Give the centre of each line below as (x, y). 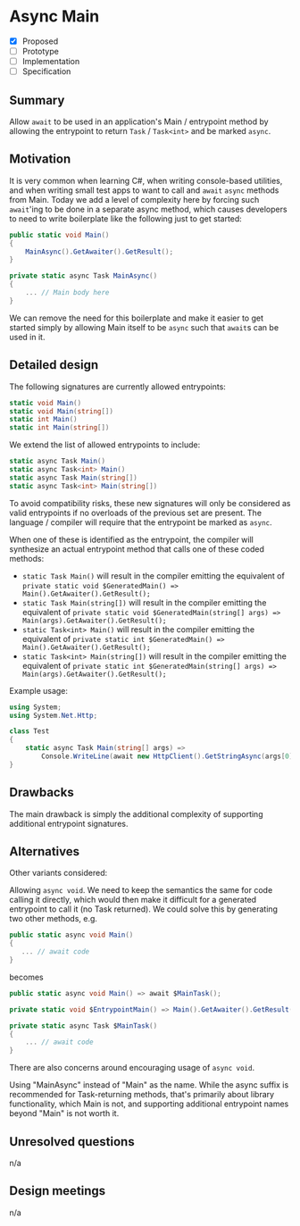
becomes (26, 977)
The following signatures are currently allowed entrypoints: (117, 387)
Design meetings (58, 1191)
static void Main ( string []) (62, 411)
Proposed (40, 41)
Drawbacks (42, 792)
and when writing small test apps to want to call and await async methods (144, 190)
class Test (29, 731)
